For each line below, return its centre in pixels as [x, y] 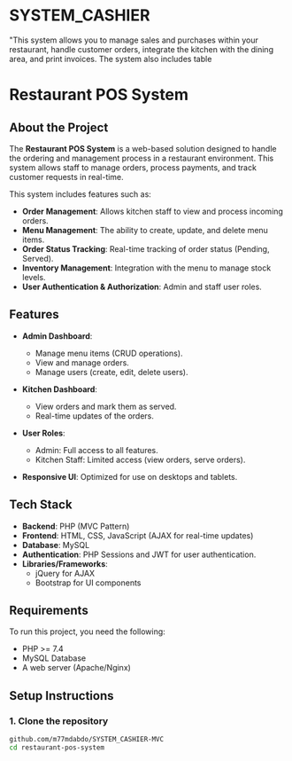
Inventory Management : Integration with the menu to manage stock [146, 268]
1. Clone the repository [59, 721]
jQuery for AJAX [65, 573]
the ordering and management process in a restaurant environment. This [142, 158]
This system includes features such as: [81, 194]
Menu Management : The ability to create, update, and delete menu [145, 230]
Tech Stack [41, 505]
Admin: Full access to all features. [97, 450]
